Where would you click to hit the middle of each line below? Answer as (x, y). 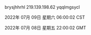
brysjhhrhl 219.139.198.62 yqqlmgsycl (42, 7)
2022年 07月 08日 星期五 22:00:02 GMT (45, 28)
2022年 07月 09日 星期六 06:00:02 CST (45, 17)
